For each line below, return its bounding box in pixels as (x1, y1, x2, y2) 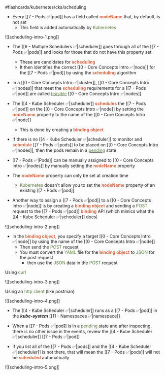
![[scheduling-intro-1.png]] (5, 34, 59, 40)
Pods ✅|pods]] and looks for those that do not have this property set (12, 49, 152, 55)
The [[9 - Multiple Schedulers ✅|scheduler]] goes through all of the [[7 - (12, 44, 159, 49)
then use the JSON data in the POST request (27, 260, 118, 266)
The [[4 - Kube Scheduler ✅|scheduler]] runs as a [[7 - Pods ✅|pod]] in (12, 307, 158, 313)
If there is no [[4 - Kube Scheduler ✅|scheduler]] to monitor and (12, 136, 142, 142)
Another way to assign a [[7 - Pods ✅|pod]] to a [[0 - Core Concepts (12, 197, 151, 203)
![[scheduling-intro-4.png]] (5, 298, 60, 304)
